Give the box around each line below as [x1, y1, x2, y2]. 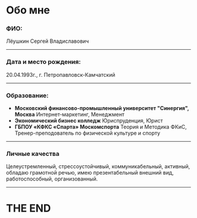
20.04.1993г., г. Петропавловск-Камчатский [6, 71, 116, 78]
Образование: [6, 91, 49, 100]
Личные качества [6, 150, 60, 158]
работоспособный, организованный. [6, 175, 98, 182]
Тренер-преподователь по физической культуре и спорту [14, 130, 161, 137]
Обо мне [6, 4, 50, 17]
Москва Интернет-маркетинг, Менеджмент [14, 111, 125, 118]
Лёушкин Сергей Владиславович [6, 38, 89, 45]
